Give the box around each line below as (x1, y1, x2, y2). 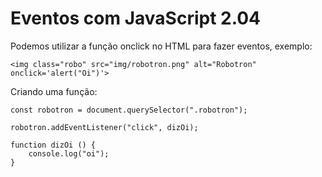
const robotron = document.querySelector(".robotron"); (10, 105, 248, 115)
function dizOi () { (10, 140, 97, 150)
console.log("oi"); (28, 148, 110, 159)
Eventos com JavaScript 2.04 (10, 7, 262, 30)
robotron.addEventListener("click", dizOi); (10, 122, 199, 132)
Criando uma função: (10, 85, 98, 97)
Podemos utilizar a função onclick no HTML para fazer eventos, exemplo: (10, 40, 313, 52)
